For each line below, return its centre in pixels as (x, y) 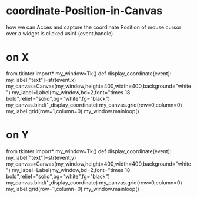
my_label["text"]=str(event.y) (41, 157)
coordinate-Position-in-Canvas (84, 11)
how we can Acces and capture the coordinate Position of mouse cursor (94, 27)
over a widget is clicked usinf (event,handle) (60, 33)
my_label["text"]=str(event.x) (41, 80)
